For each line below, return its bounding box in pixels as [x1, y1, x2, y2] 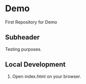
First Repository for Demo [5, 19, 57, 25]
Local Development [5, 61, 66, 69]
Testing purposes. [5, 46, 42, 52]
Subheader [5, 33, 40, 42]
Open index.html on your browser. [12, 73, 81, 79]
